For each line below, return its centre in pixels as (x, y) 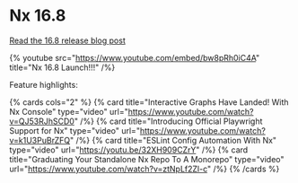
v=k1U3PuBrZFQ (39, 140)
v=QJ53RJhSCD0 (42, 121)
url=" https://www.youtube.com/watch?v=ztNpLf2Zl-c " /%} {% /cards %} (145, 169)
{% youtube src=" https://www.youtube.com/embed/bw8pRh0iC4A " (135, 57)
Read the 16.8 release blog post (67, 40)
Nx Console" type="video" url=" (69, 111)
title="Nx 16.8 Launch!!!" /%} (62, 67)
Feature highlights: (44, 84)
